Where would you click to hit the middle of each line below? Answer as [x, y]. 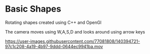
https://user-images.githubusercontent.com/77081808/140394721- [73, 41]
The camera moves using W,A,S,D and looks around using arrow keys [75, 32]
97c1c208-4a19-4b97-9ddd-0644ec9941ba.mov [54, 46]
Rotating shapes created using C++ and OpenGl [53, 22]
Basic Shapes [33, 9]
